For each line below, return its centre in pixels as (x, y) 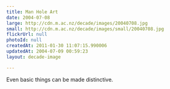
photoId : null (24, 40)
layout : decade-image (34, 57)
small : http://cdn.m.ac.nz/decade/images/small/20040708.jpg (85, 29)
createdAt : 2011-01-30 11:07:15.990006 (57, 46)
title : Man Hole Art (32, 12)
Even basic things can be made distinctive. (60, 79)
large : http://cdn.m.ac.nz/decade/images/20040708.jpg (77, 23)
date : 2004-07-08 (28, 18)
